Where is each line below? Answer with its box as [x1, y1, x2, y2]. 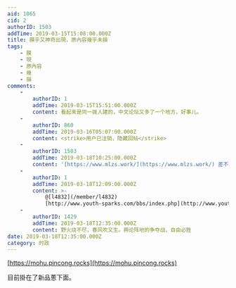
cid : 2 [7, 17, 27, 24]
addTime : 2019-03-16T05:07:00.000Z [32, 128, 137, 135]
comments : [7, 82, 37, 89]
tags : [7, 43, 23, 50]
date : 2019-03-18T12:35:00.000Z [7, 233, 102, 240]
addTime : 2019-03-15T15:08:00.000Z [7, 30, 112, 37]
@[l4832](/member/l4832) [44, 194, 118, 201]
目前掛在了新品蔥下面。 [7, 273, 75, 282]
